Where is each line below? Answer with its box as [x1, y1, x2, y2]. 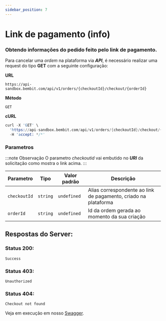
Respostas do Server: [5, 230, 73, 238]
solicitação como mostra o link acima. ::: [5, 160, 87, 166]
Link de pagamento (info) [5, 28, 110, 40]
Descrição [111, 175, 136, 182]
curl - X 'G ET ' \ [5, 123, 39, 128]
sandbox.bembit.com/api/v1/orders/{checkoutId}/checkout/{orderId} [5, 86, 147, 92]
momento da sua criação [88, 214, 146, 220]
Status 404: [5, 290, 35, 297]
